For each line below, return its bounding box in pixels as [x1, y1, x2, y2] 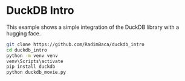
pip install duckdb [6, 64, 56, 70]
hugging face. [6, 29, 41, 37]
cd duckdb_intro [6, 47, 47, 53]
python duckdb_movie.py [6, 70, 67, 76]
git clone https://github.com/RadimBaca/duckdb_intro [6, 41, 145, 47]
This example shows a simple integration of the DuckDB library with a [6, 23, 180, 31]
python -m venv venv [6, 52, 59, 59]
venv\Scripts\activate [6, 58, 63, 64]
